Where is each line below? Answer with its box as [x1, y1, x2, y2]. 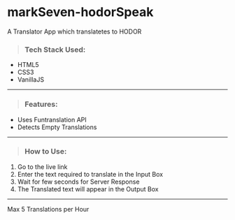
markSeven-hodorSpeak [7, 4, 154, 20]
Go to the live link [17, 162, 68, 171]
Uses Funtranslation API [17, 115, 87, 124]
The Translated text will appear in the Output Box [17, 184, 159, 193]
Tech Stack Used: [24, 45, 86, 54]
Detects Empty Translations [17, 123, 97, 131]
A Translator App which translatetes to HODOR [7, 27, 142, 36]
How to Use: [24, 147, 67, 156]
